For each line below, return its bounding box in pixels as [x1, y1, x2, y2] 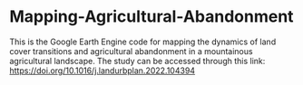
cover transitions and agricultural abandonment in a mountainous [9, 45, 253, 56]
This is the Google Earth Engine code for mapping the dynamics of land [9, 36, 277, 47]
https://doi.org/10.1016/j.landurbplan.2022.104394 [9, 65, 196, 76]
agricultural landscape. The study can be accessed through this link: [9, 55, 266, 66]
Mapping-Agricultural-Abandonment [9, 6, 294, 27]
